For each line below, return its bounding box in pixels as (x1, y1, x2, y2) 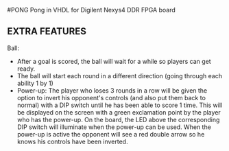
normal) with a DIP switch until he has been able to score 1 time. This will (16, 101, 223, 109)
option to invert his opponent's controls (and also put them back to (16, 93, 206, 102)
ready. (16, 65, 36, 73)
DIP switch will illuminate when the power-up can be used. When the (16, 123, 211, 131)
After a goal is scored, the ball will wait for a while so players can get (16, 57, 211, 65)
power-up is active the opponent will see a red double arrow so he (16, 130, 205, 138)
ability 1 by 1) (16, 79, 53, 87)
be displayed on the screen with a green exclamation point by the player (16, 108, 221, 116)
